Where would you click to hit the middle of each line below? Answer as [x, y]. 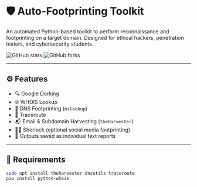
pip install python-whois [38, 179]
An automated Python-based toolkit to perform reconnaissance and [88, 31]
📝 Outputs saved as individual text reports [65, 136]
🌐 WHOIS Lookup [36, 102]
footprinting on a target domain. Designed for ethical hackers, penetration [95, 37]
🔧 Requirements [36, 160]
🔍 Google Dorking [37, 93]
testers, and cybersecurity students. [50, 44]
